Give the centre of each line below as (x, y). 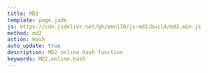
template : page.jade (37, 20)
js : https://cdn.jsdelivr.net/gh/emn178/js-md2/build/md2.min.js (104, 26)
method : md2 (24, 33)
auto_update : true (34, 46)
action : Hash (26, 40)
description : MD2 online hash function (65, 53)
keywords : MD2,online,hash (46, 59)
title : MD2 (23, 14)
